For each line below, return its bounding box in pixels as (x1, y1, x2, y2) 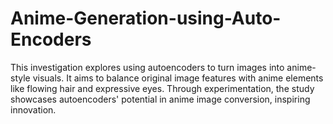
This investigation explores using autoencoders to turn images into (10, 61, 285, 73)
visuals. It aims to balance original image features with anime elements (32, 72, 324, 84)
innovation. (10, 103, 57, 116)
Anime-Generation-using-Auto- (10, 7, 282, 30)
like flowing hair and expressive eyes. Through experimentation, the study (10, 82, 315, 94)
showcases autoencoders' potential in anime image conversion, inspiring (10, 93, 311, 105)
